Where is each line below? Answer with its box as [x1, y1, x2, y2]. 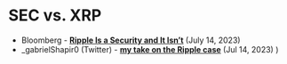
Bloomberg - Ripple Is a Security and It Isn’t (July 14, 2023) [20, 35, 241, 45]
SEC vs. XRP [8, 5, 102, 26]
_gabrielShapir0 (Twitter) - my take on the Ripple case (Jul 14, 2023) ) [20, 44, 279, 54]
